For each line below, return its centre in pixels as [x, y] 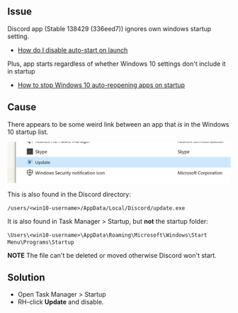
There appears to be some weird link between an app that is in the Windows [118, 124]
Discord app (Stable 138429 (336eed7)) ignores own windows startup [109, 28]
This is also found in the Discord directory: [69, 194]
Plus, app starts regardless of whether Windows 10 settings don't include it [117, 64]
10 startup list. [28, 132]
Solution [26, 278]
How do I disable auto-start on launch [73, 50]
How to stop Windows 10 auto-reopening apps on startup [101, 85]
